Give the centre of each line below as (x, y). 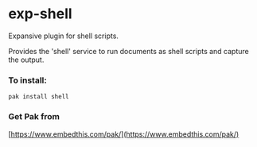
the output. (26, 60)
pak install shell (39, 97)
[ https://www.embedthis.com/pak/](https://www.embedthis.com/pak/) (124, 134)
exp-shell (41, 14)
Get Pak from (34, 117)
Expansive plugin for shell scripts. (64, 36)
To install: (28, 80)
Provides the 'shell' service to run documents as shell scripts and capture (128, 51)
